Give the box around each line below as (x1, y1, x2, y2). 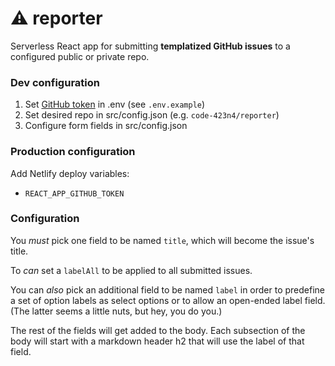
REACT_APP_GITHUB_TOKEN (24, 188, 125, 199)
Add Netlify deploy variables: (10, 167, 130, 179)
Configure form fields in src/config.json (24, 120, 188, 132)
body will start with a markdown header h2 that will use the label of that (10, 335, 305, 347)
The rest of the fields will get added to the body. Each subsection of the (10, 324, 306, 336)
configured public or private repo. (10, 50, 150, 62)
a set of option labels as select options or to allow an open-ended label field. (10, 294, 326, 306)
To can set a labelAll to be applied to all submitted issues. (10, 264, 253, 276)
